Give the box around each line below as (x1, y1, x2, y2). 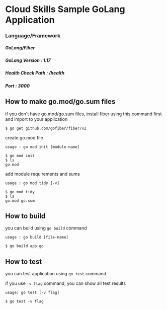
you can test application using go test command (5, 271, 107, 277)
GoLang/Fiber (5, 44, 35, 51)
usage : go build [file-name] (5, 235, 69, 240)
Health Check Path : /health (5, 70, 64, 76)
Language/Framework (5, 32, 61, 39)
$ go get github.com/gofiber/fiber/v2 (5, 126, 87, 131)
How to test (5, 257, 42, 266)
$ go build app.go (5, 244, 44, 249)
